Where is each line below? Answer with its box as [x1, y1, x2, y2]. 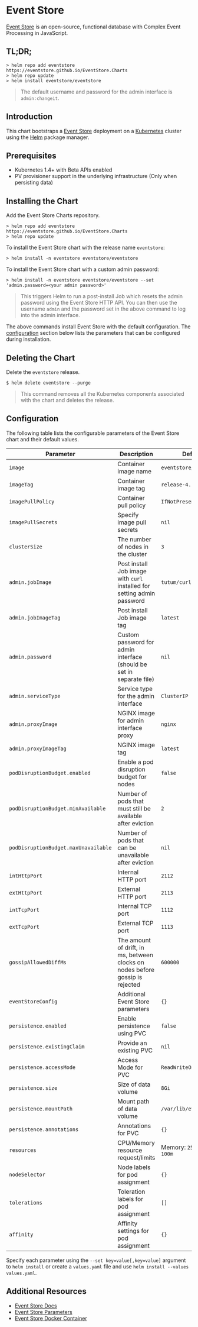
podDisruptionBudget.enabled [9, 770, 91, 776]
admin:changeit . [20, 94, 60, 101]
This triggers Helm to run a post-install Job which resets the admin [20, 293, 183, 300]
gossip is [117, 973, 143, 981]
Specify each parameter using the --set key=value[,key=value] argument [6, 1257, 186, 1264]
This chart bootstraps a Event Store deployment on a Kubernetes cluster [6, 127, 181, 134]
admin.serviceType [9, 693, 61, 699]
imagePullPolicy [9, 498, 55, 505]
